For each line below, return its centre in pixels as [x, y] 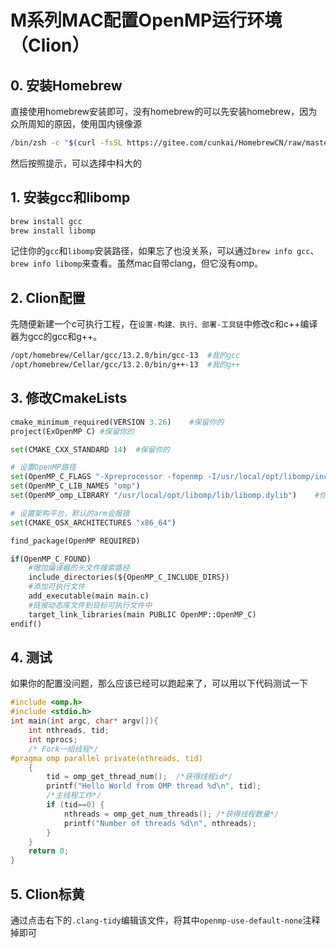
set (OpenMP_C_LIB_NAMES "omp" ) [75, 486]
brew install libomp [53, 231]
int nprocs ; [53, 739]
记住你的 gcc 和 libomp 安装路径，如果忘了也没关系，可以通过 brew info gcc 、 [165, 251]
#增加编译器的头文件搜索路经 [79, 568]
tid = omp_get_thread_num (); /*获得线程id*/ [139, 777]
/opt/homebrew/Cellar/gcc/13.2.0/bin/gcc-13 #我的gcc [125, 356]
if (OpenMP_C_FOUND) [51, 559]
